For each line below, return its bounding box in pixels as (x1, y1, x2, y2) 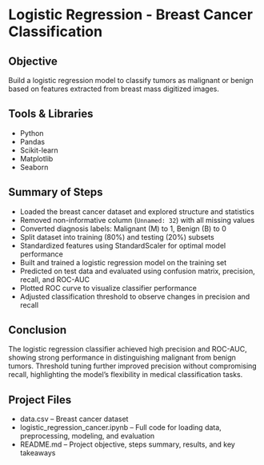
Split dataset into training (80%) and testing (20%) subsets (19, 232, 214, 241)
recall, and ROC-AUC (19, 274, 90, 284)
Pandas (19, 137, 46, 146)
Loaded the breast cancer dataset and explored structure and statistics (19, 206, 254, 217)
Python (19, 128, 44, 137)
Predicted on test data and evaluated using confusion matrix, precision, (19, 266, 255, 276)
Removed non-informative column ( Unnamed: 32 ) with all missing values (19, 215, 255, 225)
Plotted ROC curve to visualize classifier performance (19, 283, 198, 292)
